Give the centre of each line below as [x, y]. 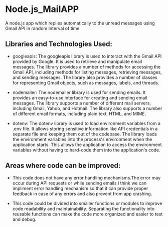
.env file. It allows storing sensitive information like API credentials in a [85, 128]
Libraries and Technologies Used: [59, 44]
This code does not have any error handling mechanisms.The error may [87, 177]
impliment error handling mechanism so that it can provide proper [80, 188]
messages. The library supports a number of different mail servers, [82, 103]
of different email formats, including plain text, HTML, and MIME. [79, 113]
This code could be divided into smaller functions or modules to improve [87, 203]
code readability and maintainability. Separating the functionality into [83, 208]
